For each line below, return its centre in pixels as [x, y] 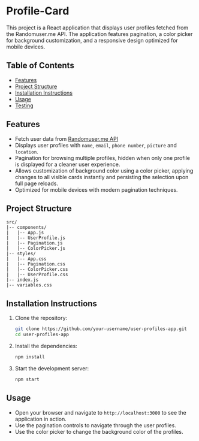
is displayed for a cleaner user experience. [67, 164]
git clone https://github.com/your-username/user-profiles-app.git [101, 329]
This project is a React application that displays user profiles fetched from [97, 28]
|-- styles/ [21, 254]
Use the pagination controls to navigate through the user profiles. [96, 425]
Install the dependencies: [46, 346]
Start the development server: [52, 368]
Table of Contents [40, 66]
